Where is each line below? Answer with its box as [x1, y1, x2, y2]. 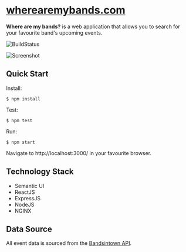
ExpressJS [14, 194, 41, 201]
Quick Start [6, 69, 49, 79]
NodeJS [14, 201, 35, 208]
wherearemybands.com [6, 4, 126, 17]
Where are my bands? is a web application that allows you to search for [6, 23, 181, 30]
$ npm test [6, 117, 33, 123]
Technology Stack [6, 167, 74, 177]
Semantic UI [14, 182, 45, 189]
